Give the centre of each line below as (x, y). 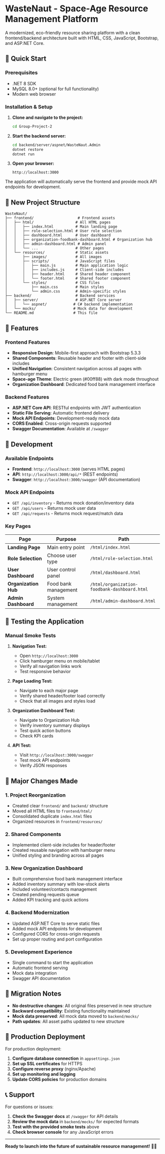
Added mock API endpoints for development (57, 928)
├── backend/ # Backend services (60, 296)
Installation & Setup (29, 106)
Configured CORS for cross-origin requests (56, 934)
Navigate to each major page (49, 691)
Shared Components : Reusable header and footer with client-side (79, 358)
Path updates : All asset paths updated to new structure (68, 1021)
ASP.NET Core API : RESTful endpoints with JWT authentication (76, 408)
